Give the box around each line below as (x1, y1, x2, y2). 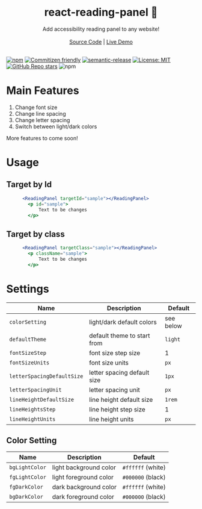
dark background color (52, 483, 117, 492)
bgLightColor (9, 464, 47, 471)
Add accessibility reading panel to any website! (42, 25, 160, 33)
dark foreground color (52, 493, 114, 501)
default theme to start (89, 331, 150, 340)
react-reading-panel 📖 (44, 5, 158, 19)
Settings (6, 282, 49, 296)
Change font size (14, 104, 58, 111)
